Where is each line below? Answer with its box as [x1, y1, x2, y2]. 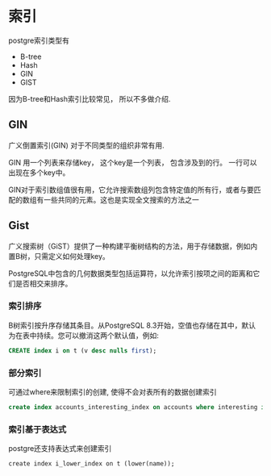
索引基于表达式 [8, 424, 67, 435]
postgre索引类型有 [8, 35, 70, 45]
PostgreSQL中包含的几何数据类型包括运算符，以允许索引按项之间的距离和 [8, 268, 253, 278]
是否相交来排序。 [15, 278, 73, 288]
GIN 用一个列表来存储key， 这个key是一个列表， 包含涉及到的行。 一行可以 [8, 157, 257, 167]
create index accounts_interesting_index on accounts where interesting [8, 403, 258, 411]
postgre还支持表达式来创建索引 [8, 444, 112, 453]
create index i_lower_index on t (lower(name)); [8, 460, 175, 468]
